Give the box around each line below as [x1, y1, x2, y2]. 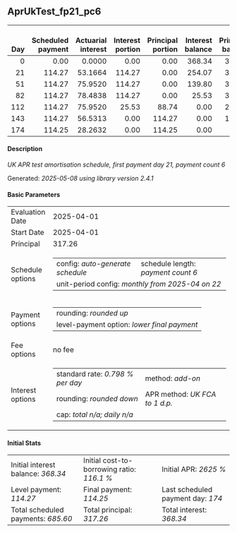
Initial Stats [7, 438, 41, 447]
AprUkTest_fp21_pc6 [7, 6, 102, 18]
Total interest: [162, 505, 207, 515]
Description [7, 145, 43, 153]
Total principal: [83, 505, 133, 515]
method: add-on [145, 373, 201, 383]
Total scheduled [11, 505, 64, 515]
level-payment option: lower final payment [56, 320, 198, 330]
